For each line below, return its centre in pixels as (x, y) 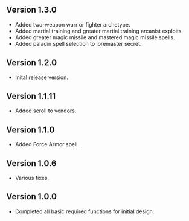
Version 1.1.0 (30, 130)
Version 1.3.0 (32, 10)
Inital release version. (41, 77)
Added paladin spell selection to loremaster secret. (78, 43)
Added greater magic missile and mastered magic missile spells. (95, 37)
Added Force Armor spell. (47, 144)
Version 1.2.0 (32, 63)
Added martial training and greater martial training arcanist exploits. (99, 31)
